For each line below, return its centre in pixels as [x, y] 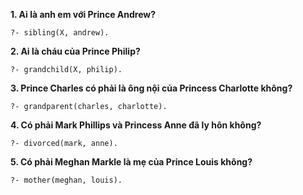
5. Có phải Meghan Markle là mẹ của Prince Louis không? [131, 162]
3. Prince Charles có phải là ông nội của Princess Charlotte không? [151, 88]
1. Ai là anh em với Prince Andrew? [83, 14]
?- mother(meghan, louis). [66, 180]
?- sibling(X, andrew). [60, 33]
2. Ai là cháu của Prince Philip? [75, 51]
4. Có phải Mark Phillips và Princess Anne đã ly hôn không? [136, 125]
